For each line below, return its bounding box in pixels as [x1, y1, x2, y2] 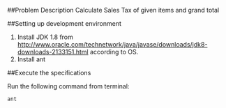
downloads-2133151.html [17, 48, 89, 56]
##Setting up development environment [7, 20, 122, 27]
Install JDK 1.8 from [17, 33, 73, 41]
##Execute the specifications [7, 69, 91, 77]
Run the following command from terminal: [7, 82, 130, 90]
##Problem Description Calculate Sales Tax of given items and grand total [7, 6, 220, 14]
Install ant [17, 55, 46, 63]
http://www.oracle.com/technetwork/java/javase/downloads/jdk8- [17, 40, 208, 48]
